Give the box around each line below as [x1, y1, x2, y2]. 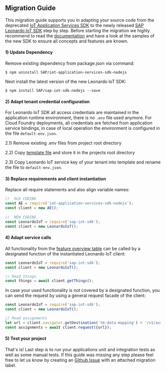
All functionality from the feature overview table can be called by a [5, 246, 141, 251]
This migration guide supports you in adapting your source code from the [5, 17, 155, 23]
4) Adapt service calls [5, 235, 51, 241]
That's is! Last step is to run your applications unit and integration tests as [5, 346, 156, 352]
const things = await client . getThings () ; [5, 279, 94, 284]
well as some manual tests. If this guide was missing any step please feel [5, 352, 154, 358]
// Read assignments [5, 316, 48, 321]
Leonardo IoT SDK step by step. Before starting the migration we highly [5, 27, 150, 34]
